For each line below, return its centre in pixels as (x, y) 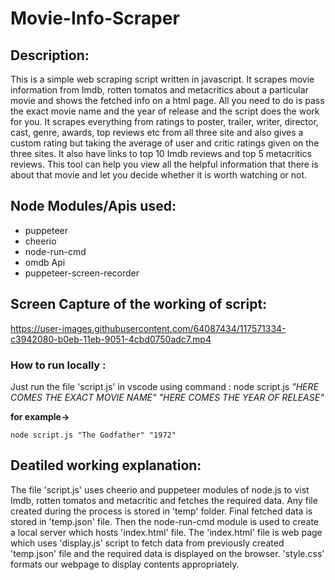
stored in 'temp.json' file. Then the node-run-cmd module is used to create (165, 521)
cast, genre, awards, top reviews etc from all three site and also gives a (157, 132)
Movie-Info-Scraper (95, 18)
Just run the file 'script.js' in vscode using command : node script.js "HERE (164, 386)
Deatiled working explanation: (106, 465)
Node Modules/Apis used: (93, 206)
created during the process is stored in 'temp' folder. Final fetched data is (161, 511)
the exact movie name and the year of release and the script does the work (165, 111)
